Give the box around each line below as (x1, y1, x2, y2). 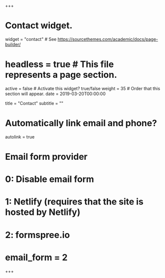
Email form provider (5, 151, 88, 162)
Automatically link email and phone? (5, 118, 157, 129)
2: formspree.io (5, 229, 70, 241)
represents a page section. (5, 69, 117, 80)
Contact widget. (5, 20, 73, 31)
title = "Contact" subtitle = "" (5, 100, 64, 106)
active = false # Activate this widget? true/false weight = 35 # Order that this (5, 85, 161, 91)
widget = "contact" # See (5, 36, 57, 42)
